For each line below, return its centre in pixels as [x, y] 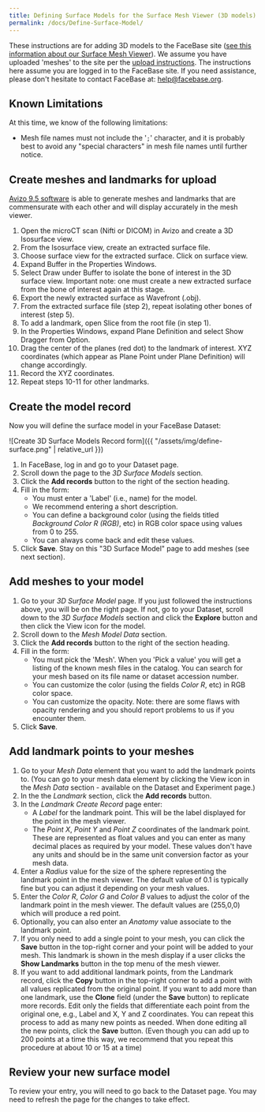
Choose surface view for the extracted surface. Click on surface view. [134, 256]
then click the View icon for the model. [83, 625]
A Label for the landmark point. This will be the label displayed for [139, 812]
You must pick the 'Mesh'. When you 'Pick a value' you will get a [136, 659]
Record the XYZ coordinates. [67, 374]
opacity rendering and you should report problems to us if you [133, 710]
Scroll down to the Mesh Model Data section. [94, 634]
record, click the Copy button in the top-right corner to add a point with [136, 980]
